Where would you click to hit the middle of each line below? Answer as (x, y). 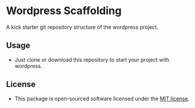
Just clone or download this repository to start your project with (92, 59)
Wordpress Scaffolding (64, 11)
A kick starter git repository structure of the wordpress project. (82, 27)
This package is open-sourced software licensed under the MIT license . (102, 99)
